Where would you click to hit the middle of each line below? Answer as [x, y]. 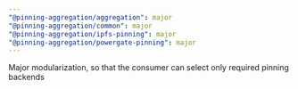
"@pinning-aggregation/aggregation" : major [91, 17]
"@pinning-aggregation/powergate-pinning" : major [103, 42]
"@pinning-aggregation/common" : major [80, 26]
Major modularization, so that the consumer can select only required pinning [149, 68]
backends [27, 77]
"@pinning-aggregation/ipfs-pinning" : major [92, 34]
